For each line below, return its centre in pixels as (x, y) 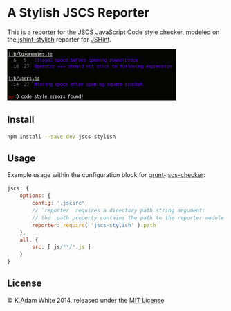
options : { (35, 196)
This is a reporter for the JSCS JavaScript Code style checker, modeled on (113, 32)
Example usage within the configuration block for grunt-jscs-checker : (106, 175)
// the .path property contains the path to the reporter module (128, 218)
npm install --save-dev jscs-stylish (62, 137)
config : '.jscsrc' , (60, 203)
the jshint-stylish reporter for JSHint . (59, 39)
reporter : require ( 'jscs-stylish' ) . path (94, 225)
